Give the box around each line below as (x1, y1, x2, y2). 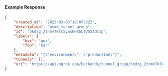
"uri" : (14, 61, 28, 66)
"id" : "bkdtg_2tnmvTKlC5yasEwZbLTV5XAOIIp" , (14, 29, 108, 34)
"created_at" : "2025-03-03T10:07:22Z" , (14, 20, 97, 25)
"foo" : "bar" (23, 43, 50, 48)
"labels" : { (14, 33, 39, 38)
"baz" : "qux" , (23, 38, 52, 43)
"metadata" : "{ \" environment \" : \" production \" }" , (14, 52, 122, 57)
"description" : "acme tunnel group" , (14, 24, 93, 29)
